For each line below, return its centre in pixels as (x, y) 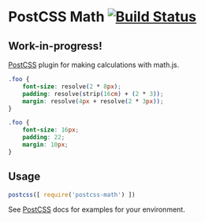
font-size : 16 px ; (51, 130)
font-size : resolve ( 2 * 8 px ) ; (72, 87)
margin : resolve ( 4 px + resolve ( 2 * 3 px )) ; (93, 101)
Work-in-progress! (55, 46)
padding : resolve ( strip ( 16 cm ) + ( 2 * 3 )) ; (93, 94)
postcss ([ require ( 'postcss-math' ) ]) (72, 194)
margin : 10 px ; (45, 145)
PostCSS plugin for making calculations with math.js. (94, 65)
